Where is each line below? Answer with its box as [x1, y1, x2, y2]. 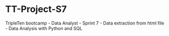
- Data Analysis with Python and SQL [5, 25, 83, 31]
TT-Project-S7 [5, 3, 67, 15]
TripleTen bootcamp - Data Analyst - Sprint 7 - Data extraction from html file [5, 20, 164, 26]
